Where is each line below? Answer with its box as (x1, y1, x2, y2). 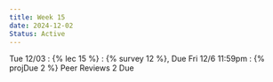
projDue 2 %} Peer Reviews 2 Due (9, 63, 135, 73)
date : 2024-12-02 (9, 21, 74, 30)
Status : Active (9, 29, 66, 38)
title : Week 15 (9, 12, 66, 22)
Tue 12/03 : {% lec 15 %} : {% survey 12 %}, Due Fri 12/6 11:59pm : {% (9, 54, 265, 64)
